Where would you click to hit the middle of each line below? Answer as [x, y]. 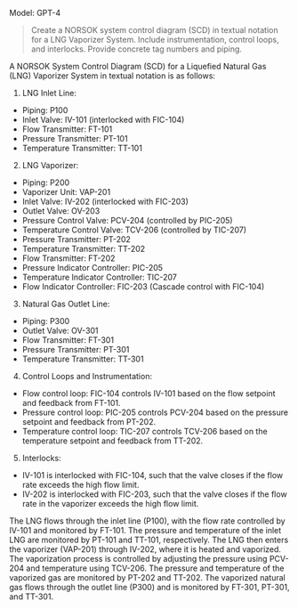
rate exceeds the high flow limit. [81, 485]
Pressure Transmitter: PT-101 [75, 138]
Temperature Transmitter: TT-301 [83, 359]
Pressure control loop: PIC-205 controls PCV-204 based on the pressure [155, 412]
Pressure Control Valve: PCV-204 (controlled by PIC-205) [127, 220]
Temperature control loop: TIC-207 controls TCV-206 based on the [145, 431]
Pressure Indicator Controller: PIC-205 [92, 268]
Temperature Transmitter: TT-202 [84, 249]
